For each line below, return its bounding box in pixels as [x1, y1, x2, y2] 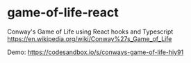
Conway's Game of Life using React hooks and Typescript [7, 27, 174, 36]
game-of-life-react [7, 5, 119, 21]
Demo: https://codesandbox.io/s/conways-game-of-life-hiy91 [7, 48, 184, 56]
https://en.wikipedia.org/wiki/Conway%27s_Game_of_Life [7, 34, 172, 42]
